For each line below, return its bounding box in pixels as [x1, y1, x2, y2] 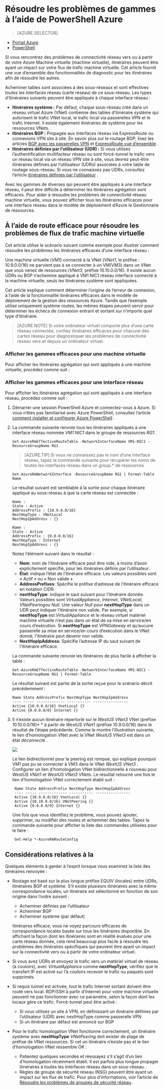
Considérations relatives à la [5, 850, 94, 859]
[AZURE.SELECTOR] [17, 30, 58, 36]
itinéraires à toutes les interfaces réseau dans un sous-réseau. [19, 1064, 145, 1070]
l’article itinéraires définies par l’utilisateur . [12, 172, 99, 178]
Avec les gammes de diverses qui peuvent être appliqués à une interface [5, 181, 152, 187]
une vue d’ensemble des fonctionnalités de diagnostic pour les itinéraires [5, 69, 152, 75]
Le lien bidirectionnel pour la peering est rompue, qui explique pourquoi [12, 756, 156, 762]
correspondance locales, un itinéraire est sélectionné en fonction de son [12, 888, 158, 894]
